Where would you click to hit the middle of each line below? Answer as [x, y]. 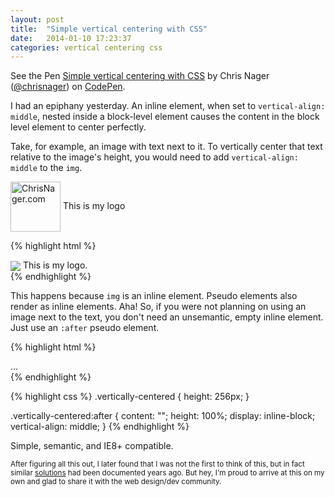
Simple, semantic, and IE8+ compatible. [92, 446]
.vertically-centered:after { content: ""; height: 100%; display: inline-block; [163, 416]
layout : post [37, 19]
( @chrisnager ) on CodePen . [68, 87]
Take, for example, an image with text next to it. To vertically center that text [166, 147]
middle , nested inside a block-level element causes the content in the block [165, 117]
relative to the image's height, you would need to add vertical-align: [154, 157]
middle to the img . [46, 168]
